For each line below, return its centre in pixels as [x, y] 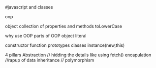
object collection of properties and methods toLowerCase [63, 26]
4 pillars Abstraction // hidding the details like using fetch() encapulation [78, 55]
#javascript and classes [29, 7]
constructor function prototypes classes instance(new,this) [65, 45]
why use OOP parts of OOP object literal [46, 36]
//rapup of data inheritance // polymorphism [50, 60]
